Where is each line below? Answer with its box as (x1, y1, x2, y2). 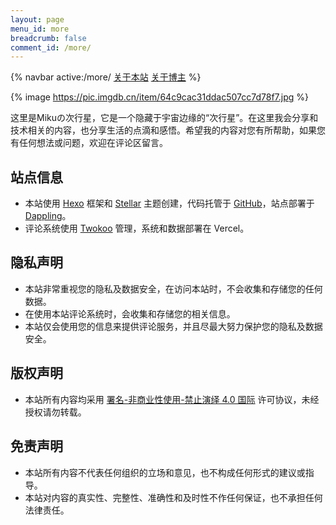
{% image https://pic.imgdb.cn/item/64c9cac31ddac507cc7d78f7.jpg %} (10, 91, 309, 103)
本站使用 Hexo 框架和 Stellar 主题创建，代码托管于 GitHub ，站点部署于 (24, 197, 315, 210)
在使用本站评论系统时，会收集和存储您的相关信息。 (24, 307, 236, 320)
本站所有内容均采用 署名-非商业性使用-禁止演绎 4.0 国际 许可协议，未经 (24, 393, 320, 405)
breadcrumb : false (10, 33, 87, 43)
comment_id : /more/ (10, 42, 92, 53)
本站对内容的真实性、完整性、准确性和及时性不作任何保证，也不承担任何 (24, 491, 323, 503)
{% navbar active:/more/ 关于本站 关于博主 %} (10, 71, 202, 83)
